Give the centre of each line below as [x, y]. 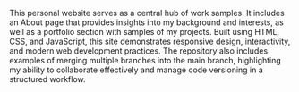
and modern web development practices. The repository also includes [139, 51]
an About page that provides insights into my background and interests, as [146, 22]
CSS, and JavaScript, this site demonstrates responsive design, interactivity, [150, 41]
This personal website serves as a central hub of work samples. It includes [147, 13]
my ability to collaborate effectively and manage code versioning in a [137, 70]
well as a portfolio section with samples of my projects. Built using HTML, [145, 32]
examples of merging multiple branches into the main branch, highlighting [145, 60]
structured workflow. [48, 79]
